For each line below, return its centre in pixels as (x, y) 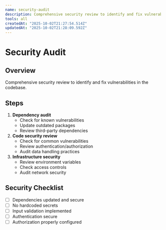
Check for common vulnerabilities (54, 141)
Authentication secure (35, 216)
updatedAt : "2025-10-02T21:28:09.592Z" (46, 28)
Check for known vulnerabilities (52, 120)
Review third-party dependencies (54, 131)
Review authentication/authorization (56, 146)
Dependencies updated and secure (48, 199)
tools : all (16, 19)
